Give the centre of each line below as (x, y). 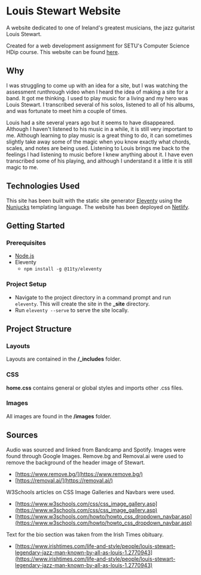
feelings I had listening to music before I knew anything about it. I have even (100, 154)
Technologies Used (43, 186)
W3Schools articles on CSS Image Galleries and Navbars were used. (91, 492)
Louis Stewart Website (63, 11)
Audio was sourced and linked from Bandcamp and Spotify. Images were (96, 450)
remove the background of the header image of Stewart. (76, 462)
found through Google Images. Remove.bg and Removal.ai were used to (95, 456)
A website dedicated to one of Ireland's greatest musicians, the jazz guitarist (100, 28)
